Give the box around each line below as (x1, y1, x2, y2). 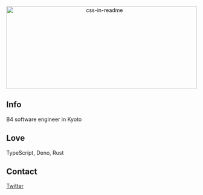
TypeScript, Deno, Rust (6, 149, 64, 156)
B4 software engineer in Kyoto (6, 116, 82, 123)
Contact (6, 167, 37, 177)
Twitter (6, 182, 24, 190)
